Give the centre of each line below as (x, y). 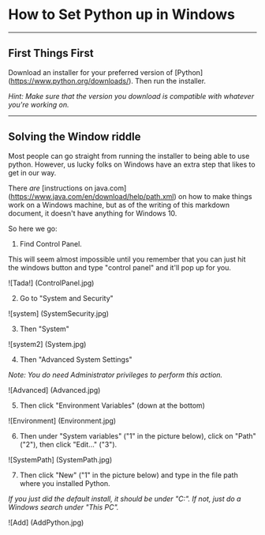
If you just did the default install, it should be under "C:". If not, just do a (125, 499)
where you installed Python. (65, 483)
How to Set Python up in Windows (121, 15)
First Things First (51, 53)
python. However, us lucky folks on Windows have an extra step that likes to (132, 164)
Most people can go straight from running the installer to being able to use (129, 156)
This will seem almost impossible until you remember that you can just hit (127, 259)
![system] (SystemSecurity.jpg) (58, 313)
